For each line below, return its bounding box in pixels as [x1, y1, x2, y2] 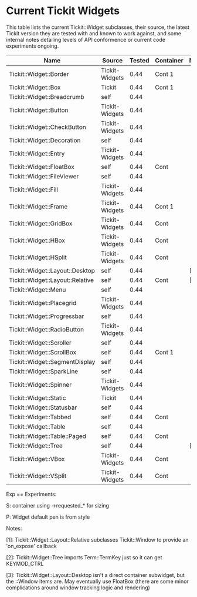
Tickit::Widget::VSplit [9, 472, 67, 480]
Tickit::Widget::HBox [9, 236, 66, 244]
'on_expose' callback [6, 542, 57, 549]
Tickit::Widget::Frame [9, 202, 68, 210]
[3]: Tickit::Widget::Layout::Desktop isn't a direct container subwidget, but [6, 571, 185, 578]
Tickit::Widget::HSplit [9, 253, 67, 261]
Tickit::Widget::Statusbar [9, 403, 77, 412]
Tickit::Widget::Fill [9, 185, 59, 194]
